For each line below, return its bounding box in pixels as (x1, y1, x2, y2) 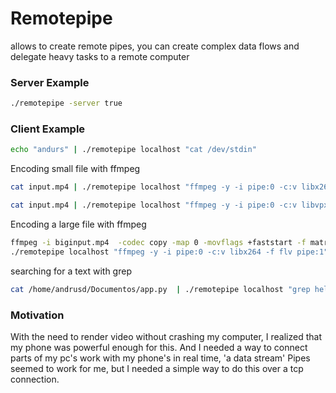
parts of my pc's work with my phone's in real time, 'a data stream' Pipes (10, 352, 311, 364)
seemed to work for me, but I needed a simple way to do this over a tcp (10, 362, 304, 374)
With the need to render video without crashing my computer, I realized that (10, 330, 322, 342)
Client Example (10, 122, 86, 136)
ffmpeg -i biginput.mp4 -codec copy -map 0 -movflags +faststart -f (10, 238, 307, 248)
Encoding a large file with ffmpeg (10, 218, 147, 231)
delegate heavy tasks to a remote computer (10, 50, 190, 62)
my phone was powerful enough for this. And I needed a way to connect (10, 341, 308, 353)
